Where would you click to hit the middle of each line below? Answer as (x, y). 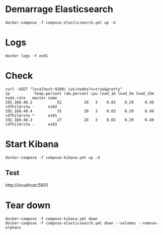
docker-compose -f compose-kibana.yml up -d (53, 157)
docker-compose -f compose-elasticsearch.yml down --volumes (71, 223)
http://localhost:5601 (27, 185)
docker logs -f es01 (27, 56)
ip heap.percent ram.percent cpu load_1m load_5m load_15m (80, 93)
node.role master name (31, 98)
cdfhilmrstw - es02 (31, 106)
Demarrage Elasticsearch (59, 9)
